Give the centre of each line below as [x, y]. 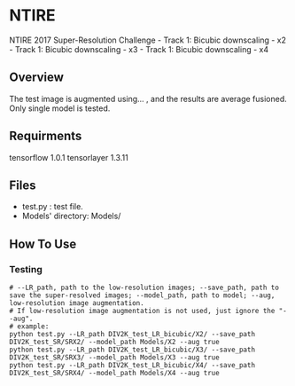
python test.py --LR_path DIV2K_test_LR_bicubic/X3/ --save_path [132, 350]
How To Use [43, 244]
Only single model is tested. [60, 108]
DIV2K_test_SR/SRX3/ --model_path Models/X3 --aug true [114, 358]
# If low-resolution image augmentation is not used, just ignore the [142, 311]
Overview [37, 78]
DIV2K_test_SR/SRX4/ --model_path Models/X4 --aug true [114, 374]
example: [33, 327]
